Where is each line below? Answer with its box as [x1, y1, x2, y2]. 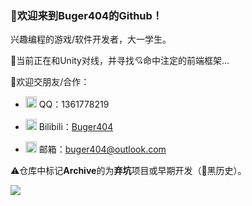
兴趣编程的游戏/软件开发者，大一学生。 [10, 33, 172, 46]
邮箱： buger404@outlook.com [38, 143, 167, 156]
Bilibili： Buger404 [38, 121, 114, 133]
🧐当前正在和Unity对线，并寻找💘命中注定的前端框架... [10, 55, 230, 67]
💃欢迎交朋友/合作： [10, 76, 90, 88]
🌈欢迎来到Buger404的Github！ [10, 8, 163, 22]
